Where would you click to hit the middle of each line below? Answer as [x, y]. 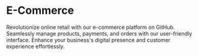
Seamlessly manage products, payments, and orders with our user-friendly [99, 33]
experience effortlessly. [36, 46]
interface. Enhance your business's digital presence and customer [88, 40]
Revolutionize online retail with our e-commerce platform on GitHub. [91, 27]
